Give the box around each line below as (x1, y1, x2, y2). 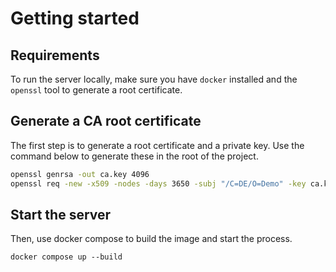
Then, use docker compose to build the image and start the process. (10, 233, 293, 245)
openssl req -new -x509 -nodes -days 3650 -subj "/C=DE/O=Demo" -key (10, 178, 307, 189)
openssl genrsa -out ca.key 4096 (10, 169, 150, 179)
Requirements (10, 47, 100, 64)
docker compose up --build (10, 252, 123, 262)
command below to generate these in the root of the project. (10, 150, 259, 162)
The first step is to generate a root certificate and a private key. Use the (10, 139, 305, 151)
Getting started (10, 7, 140, 30)
